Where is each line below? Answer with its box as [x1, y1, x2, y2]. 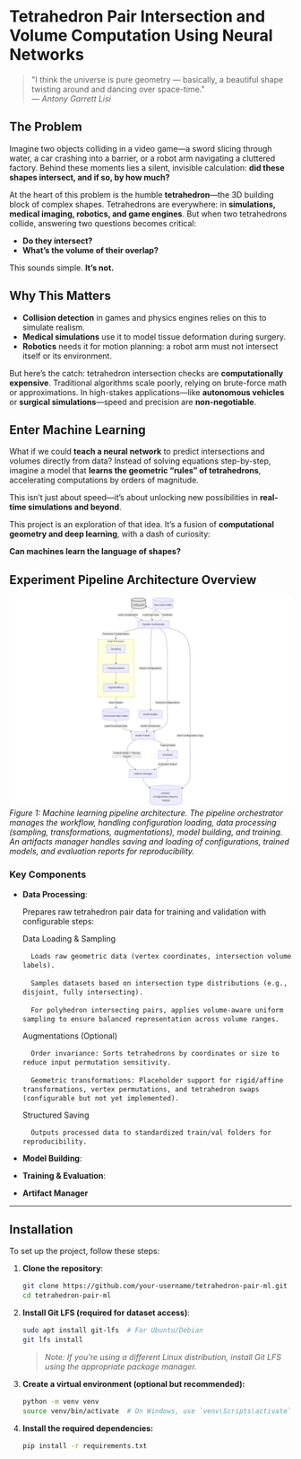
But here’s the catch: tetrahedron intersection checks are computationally [9, 367, 284, 378]
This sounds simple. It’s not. [9, 262, 115, 273]
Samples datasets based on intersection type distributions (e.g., [30, 978, 288, 987]
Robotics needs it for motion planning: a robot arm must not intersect [21, 340, 279, 351]
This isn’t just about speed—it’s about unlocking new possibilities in [9, 492, 258, 503]
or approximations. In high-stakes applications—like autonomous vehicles [9, 386, 285, 397]
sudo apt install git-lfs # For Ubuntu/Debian [21, 1326, 203, 1335]
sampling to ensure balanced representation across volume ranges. [21, 1014, 279, 1023]
